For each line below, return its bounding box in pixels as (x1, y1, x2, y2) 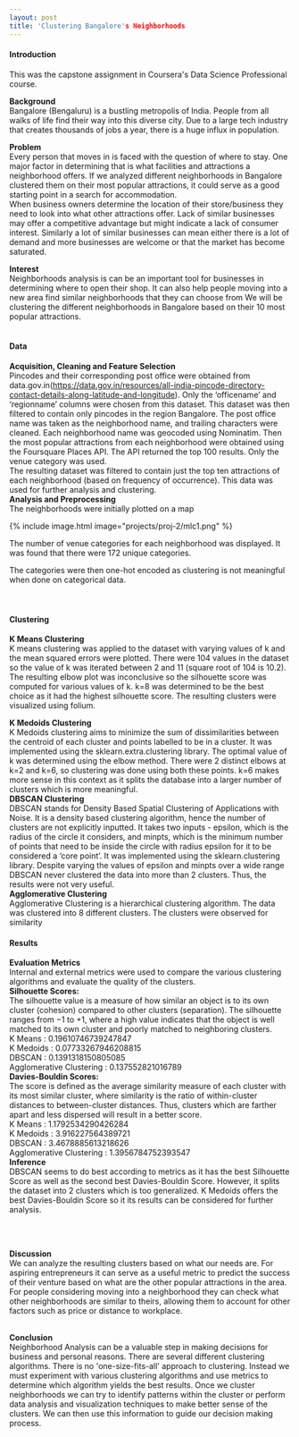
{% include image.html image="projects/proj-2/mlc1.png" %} (9, 520, 234, 531)
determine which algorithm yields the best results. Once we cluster (9, 1380, 256, 1391)
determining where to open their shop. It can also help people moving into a (9, 283, 288, 293)
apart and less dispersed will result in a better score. (9, 1110, 203, 1120)
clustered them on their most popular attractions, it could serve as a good (9, 180, 279, 190)
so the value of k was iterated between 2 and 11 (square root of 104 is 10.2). (9, 663, 287, 673)
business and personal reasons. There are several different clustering (9, 1351, 265, 1362)
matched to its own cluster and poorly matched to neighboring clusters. (9, 1024, 272, 1035)
